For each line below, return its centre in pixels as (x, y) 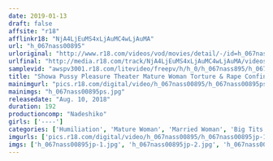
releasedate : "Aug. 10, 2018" (60, 99)
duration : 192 (32, 107)
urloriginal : (30, 54)
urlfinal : (25, 62)
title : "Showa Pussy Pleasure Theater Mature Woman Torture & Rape (125, 76)
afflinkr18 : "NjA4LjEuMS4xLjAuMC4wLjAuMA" (81, 39)
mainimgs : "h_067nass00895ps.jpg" (67, 91)
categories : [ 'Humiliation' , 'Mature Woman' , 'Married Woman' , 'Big (127, 129)
